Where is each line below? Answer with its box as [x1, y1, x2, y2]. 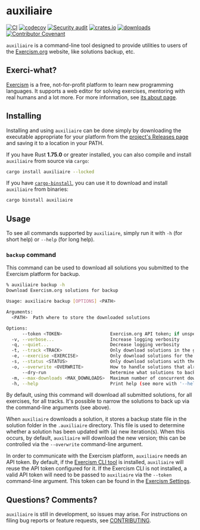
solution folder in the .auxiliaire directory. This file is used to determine [6, 422, 185, 429]
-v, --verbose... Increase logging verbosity [11, 336, 180, 343]
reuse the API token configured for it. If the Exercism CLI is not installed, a [6, 465, 187, 472]
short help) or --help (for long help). [6, 236, 95, 243]
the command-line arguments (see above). [6, 404, 111, 411]
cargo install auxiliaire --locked [6, 168, 95, 175]
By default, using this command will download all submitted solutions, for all [6, 391, 192, 399]
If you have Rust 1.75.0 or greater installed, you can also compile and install [6, 150, 192, 158]
